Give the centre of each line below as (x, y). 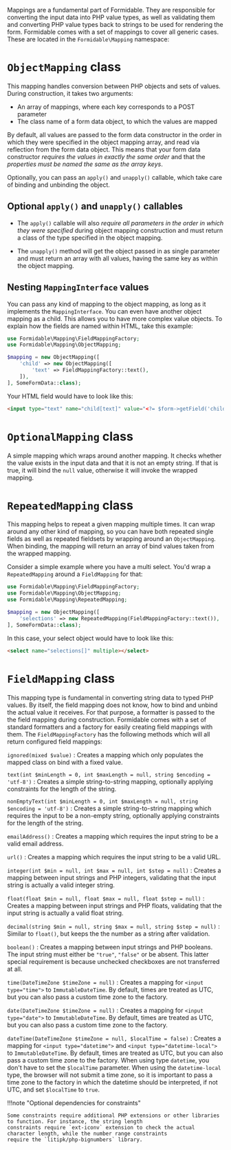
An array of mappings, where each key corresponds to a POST (106, 107)
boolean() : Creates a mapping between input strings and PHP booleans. (110, 947)
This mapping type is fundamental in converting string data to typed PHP (110, 697)
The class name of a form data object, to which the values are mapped (117, 121)
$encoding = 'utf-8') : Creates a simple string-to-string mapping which (109, 808)
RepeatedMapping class (70, 505)
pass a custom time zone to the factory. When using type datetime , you (108, 1060)
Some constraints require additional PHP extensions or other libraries (113, 1116)
